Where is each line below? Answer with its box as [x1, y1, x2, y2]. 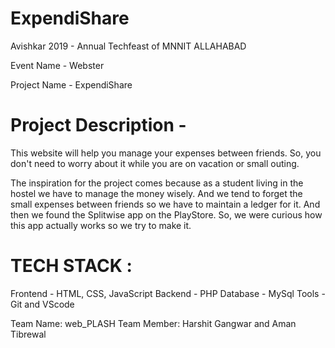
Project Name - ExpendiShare [10, 78, 133, 91]
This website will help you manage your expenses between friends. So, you [10, 147, 322, 159]
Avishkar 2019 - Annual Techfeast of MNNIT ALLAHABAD [10, 40, 247, 52]
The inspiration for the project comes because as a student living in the [10, 177, 304, 189]
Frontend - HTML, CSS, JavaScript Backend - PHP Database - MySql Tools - [10, 287, 326, 299]
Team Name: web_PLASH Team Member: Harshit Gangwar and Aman [10, 317, 297, 329]
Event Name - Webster [10, 59, 105, 71]
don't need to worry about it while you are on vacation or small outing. [10, 157, 300, 169]
